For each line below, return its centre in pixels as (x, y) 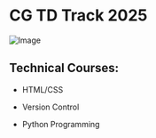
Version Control (51, 107)
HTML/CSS (43, 89)
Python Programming (61, 124)
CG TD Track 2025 (78, 16)
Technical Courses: (64, 68)
